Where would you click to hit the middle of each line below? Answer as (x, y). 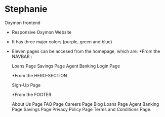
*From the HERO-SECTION (39, 75)
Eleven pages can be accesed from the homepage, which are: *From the (86, 51)
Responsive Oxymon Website (42, 32)
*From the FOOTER (31, 94)
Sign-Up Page (26, 85)
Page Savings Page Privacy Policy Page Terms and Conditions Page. (82, 109)
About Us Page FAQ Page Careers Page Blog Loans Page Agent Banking (85, 104)
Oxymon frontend (22, 23)
